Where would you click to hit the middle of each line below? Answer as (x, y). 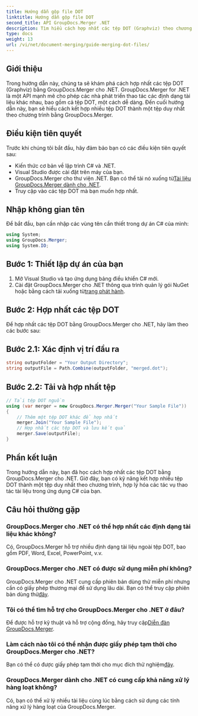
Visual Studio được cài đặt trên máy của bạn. (69, 172)
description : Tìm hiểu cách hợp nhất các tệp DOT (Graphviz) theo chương (99, 28)
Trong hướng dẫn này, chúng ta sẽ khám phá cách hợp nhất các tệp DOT (95, 83)
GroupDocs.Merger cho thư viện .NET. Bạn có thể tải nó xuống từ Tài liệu (103, 178)
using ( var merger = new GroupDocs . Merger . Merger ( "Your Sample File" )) (96, 406)
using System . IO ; (28, 246)
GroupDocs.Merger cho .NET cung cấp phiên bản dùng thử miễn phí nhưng (98, 581)
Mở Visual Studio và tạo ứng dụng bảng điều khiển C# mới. (87, 278)
